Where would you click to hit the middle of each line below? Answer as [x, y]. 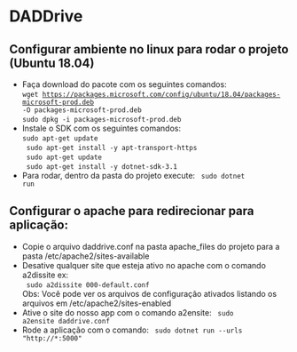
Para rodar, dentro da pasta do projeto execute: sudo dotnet [133, 176]
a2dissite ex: [45, 275]
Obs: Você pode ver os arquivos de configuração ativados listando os [149, 293]
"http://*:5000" [52, 338]
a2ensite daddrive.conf [66, 321]
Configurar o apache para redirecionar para [132, 211]
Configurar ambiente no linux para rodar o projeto [149, 49]
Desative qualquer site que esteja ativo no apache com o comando [144, 265]
